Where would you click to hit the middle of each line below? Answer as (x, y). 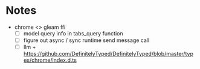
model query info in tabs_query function (73, 33)
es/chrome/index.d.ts (50, 60)
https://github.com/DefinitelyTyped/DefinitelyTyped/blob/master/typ (108, 54)
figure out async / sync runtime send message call (86, 40)
